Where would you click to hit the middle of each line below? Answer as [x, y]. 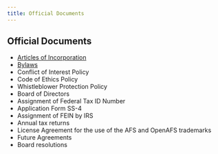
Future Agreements [44, 138]
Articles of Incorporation [52, 57]
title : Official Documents [46, 13]
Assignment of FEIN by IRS [55, 116]
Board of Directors [43, 94]
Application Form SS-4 [50, 108]
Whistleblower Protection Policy [62, 87]
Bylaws [27, 65]
